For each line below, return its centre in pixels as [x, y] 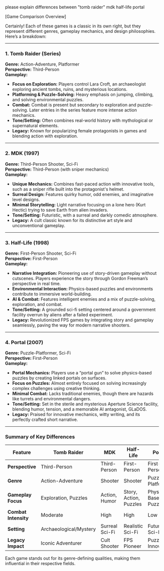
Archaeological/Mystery [68, 529]
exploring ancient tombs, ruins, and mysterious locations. [70, 89]
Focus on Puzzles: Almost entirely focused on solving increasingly [79, 383]
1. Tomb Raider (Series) [33, 53]
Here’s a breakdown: [26, 36]
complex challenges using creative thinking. [56, 389]
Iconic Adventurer [61, 543]
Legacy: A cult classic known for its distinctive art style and [72, 220]
